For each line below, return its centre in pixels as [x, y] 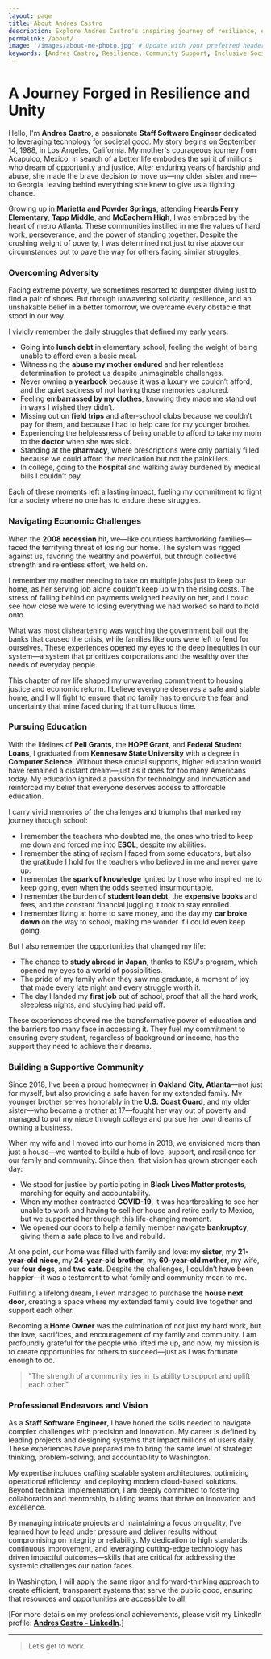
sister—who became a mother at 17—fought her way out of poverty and [127, 1110]
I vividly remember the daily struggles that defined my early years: [119, 331]
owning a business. [40, 1127]
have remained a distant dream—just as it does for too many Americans [127, 770]
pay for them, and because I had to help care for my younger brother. [135, 424]
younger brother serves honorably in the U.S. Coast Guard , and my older [130, 1102]
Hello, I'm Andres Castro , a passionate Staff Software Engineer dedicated [133, 133]
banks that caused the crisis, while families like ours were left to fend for [129, 638]
